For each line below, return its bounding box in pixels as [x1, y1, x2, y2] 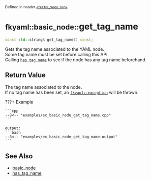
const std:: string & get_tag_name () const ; [5, 37, 93, 42]
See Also [5, 152, 33, 160]
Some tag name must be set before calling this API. [5, 51, 109, 57]
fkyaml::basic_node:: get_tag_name [5, 21, 139, 32]
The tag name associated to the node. [5, 84, 82, 90]
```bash [5, 130, 21, 135]
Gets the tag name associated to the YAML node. [5, 46, 105, 52]
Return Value [5, 71, 46, 79]
